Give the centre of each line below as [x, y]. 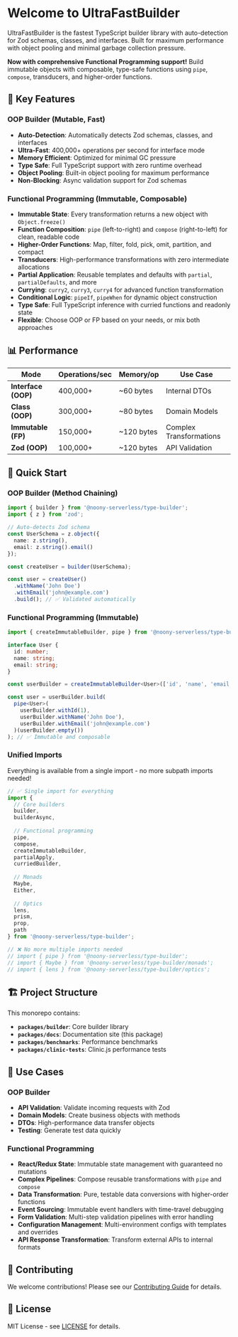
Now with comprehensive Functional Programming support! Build [106, 61]
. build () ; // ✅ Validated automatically [75, 600]
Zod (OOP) [29, 447]
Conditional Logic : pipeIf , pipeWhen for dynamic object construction [117, 297]
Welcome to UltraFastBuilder [94, 13]
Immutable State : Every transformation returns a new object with [113, 214]
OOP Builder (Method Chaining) [63, 494]
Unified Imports [35, 755]
